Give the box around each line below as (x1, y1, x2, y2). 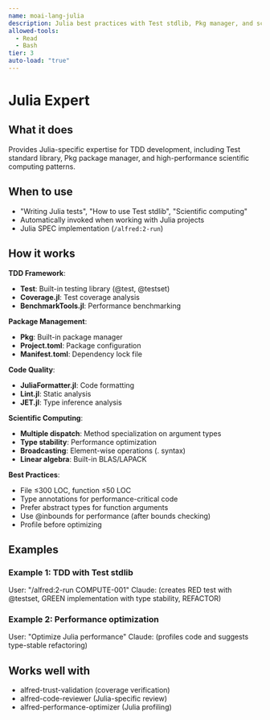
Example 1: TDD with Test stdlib (8, 566, 134, 578)
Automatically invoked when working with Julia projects (19, 215, 205, 224)
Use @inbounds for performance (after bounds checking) (19, 511, 211, 520)
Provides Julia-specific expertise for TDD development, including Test (8, 144, 241, 154)
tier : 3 (8, 49, 35, 57)
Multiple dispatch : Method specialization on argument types (19, 428, 222, 438)
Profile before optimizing (19, 520, 102, 529)
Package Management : (8, 316, 88, 326)
